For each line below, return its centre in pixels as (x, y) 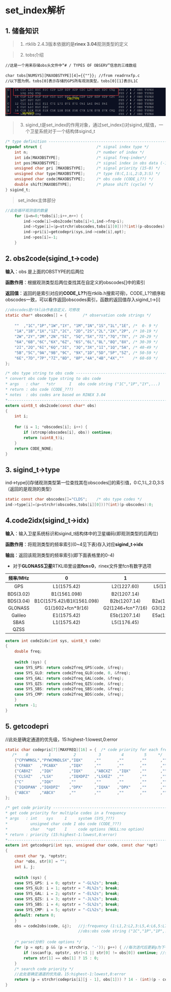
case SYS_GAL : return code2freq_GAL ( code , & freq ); (69, 678)
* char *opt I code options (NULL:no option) (75, 829)
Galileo (19, 615)
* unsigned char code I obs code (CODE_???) (64, 824)
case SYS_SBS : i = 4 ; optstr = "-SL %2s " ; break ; (67, 904)
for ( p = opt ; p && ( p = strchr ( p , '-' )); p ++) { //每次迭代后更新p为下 (90, 948)
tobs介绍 (35, 55)
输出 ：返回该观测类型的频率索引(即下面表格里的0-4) (60, 555)
